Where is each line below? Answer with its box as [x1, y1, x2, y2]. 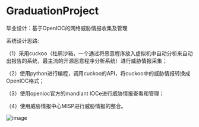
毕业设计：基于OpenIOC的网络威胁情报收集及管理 [6, 24, 128, 31]
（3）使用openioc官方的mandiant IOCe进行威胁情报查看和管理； [6, 90, 165, 97]
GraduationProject [6, 4, 99, 18]
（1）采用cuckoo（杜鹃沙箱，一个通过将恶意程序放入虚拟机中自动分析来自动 [6, 49, 193, 57]
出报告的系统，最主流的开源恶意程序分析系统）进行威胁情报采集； [6, 57, 168, 64]
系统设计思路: [6, 37, 40, 44]
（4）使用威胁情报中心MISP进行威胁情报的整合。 [6, 102, 127, 109]
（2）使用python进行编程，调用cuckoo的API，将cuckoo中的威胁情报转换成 [6, 69, 191, 77]
